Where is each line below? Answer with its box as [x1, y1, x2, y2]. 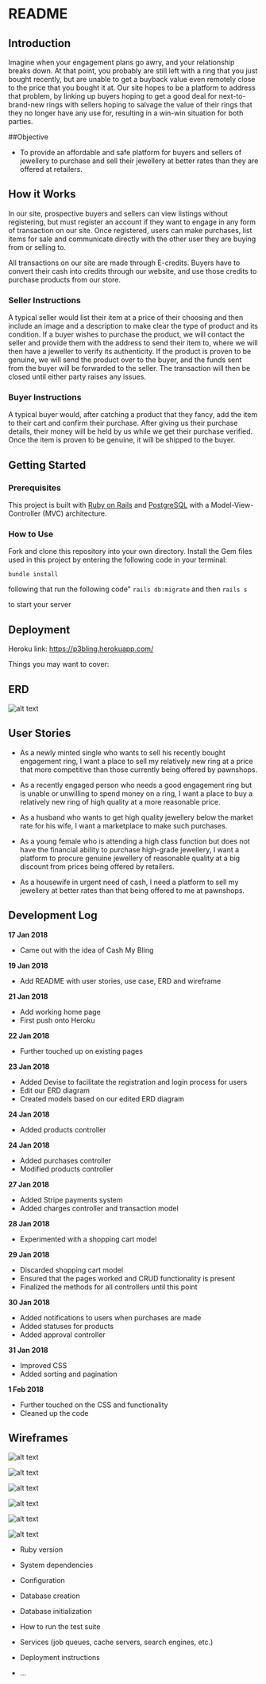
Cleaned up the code [19, 1408, 89, 1417]
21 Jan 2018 [8, 992, 48, 1001]
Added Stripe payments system [19, 1195, 123, 1204]
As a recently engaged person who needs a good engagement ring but [19, 780, 253, 789]
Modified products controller [19, 1164, 114, 1174]
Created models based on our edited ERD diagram [19, 1093, 185, 1103]
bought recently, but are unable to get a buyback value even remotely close [8, 75, 256, 84]
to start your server [8, 600, 71, 610]
